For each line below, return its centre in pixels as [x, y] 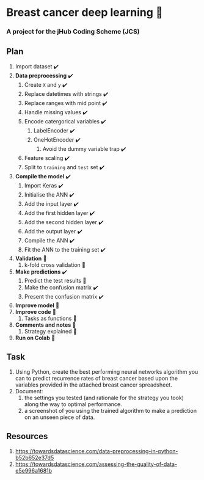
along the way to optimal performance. [73, 404]
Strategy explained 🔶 [51, 331]
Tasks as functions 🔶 [50, 318]
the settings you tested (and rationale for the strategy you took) [104, 398]
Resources [27, 436]
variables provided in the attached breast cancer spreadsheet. [93, 385]
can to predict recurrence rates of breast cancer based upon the [97, 378]
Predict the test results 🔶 [55, 280]
